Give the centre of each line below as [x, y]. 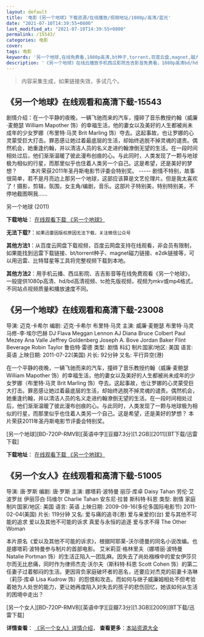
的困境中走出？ [25, 594]
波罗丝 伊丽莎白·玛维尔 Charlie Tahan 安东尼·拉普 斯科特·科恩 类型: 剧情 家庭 [101, 499]
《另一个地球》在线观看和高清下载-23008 [85, 310]
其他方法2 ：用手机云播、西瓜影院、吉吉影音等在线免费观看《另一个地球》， [100, 274]
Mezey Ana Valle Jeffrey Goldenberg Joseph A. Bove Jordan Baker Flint [96, 340]
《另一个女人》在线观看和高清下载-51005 [84, 475]
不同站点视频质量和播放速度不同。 [49, 289]
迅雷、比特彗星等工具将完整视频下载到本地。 [73, 261]
